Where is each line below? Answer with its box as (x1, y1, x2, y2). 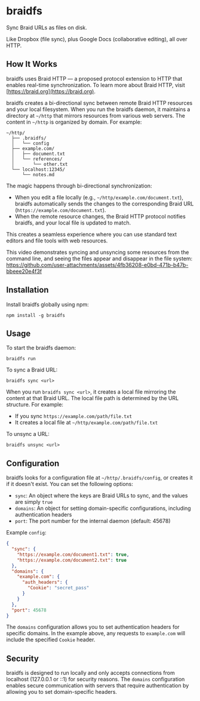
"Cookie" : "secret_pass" (27, 585, 90, 591)
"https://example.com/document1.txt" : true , (17, 551, 130, 558)
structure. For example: (6, 401, 64, 408)
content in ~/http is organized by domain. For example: (6, 118, 142, 125)
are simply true (14, 499, 53, 506)
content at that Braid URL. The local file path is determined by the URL (6, 395, 179, 402)
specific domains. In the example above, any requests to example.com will (6, 630, 186, 637)
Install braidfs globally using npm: (6, 300, 90, 308)
